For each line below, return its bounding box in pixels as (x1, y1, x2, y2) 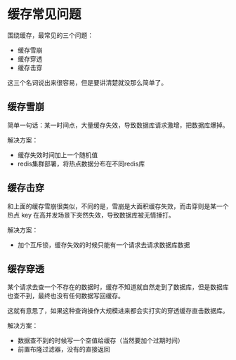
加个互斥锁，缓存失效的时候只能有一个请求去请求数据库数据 (17, 240, 190, 249)
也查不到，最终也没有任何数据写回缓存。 (7, 292, 124, 300)
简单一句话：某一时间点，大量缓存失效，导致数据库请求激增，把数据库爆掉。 (7, 121, 229, 129)
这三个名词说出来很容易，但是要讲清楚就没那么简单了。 (7, 78, 167, 86)
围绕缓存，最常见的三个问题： (7, 31, 93, 39)
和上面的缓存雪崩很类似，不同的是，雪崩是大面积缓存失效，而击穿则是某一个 (7, 201, 229, 211)
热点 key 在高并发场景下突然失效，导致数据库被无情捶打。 (7, 211, 175, 219)
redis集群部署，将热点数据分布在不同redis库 (17, 159, 145, 168)
